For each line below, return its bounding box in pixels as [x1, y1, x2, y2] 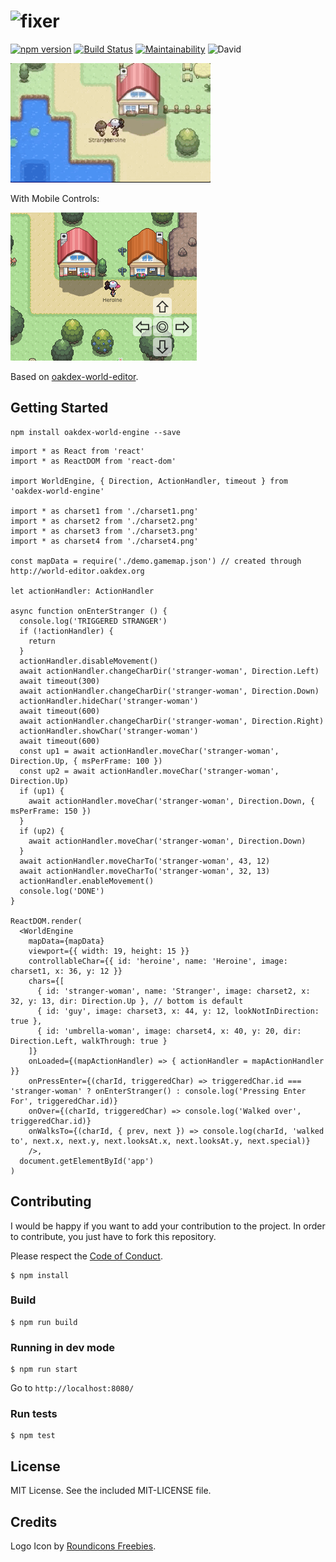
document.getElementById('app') [19, 1156, 155, 1166]
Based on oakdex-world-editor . [10, 370, 139, 382]
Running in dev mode [10, 1340, 116, 1354]
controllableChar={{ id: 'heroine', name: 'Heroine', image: [28, 956, 288, 966]
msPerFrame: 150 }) [10, 806, 92, 816]
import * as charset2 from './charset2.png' [10, 516, 199, 526]
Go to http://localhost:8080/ [10, 1382, 135, 1394]
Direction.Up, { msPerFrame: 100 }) [10, 756, 163, 766]
